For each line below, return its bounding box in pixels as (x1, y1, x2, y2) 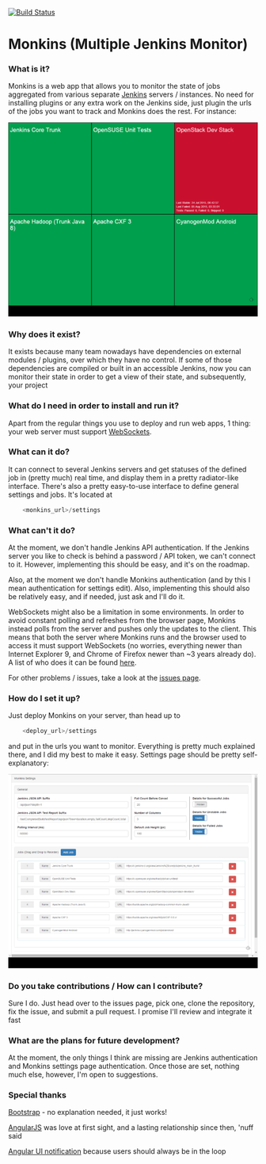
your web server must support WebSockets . (8, 426, 152, 436)
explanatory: (8, 758, 49, 768)
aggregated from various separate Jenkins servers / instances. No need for (8, 90, 255, 99)
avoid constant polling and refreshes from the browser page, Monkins (8, 615, 236, 625)
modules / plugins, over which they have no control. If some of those (8, 355, 232, 364)
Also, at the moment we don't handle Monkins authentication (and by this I (8, 574, 251, 584)
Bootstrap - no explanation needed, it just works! (8, 1108, 168, 1117)
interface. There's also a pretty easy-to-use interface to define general (8, 481, 239, 490)
